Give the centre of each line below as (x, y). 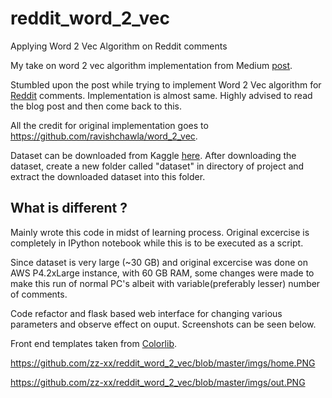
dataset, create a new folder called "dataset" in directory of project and (157, 166)
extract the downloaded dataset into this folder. (108, 176)
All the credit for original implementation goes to (109, 125)
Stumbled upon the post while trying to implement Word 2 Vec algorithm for (166, 84)
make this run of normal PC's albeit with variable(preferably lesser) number (165, 283)
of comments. (39, 294)
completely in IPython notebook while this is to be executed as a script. (157, 243)
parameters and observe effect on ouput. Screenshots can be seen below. (163, 324)
